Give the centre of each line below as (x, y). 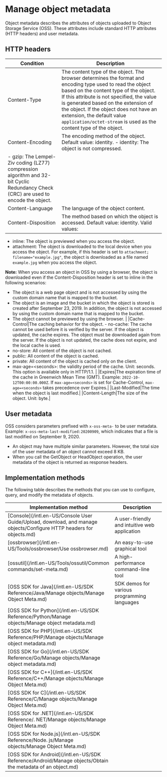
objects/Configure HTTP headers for (50, 528)
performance (130, 563)
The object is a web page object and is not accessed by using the (80, 292)
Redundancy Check (31, 188)
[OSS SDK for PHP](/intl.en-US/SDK (50, 631)
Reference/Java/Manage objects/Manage (56, 593)
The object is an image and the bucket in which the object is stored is (83, 303)
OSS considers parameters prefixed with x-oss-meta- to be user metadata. (81, 426)
